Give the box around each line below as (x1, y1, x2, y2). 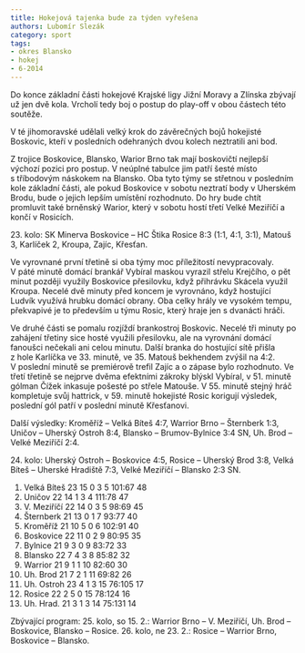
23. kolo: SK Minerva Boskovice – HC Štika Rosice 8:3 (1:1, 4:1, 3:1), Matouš (10, 229, 292, 240)
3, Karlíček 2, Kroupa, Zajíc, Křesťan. (10, 239, 148, 250)
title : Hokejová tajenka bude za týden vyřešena (10, 13, 198, 23)
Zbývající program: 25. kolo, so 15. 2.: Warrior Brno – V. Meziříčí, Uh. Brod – (10, 616, 291, 627)
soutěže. (10, 108, 44, 119)
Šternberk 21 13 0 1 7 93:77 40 (23, 511, 137, 522)
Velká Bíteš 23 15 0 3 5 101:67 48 (23, 482, 147, 493)
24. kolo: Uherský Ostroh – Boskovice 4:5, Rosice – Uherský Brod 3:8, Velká (10, 454, 294, 465)
